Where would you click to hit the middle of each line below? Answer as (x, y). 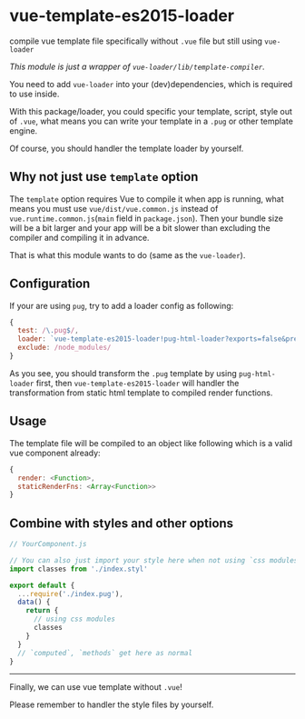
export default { (42, 585)
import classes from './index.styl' (79, 569)
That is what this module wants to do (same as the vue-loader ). (128, 255)
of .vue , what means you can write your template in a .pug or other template (151, 121)
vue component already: (55, 453)
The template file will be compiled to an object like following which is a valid (151, 443)
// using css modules (74, 619)
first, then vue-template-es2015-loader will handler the (138, 383)
